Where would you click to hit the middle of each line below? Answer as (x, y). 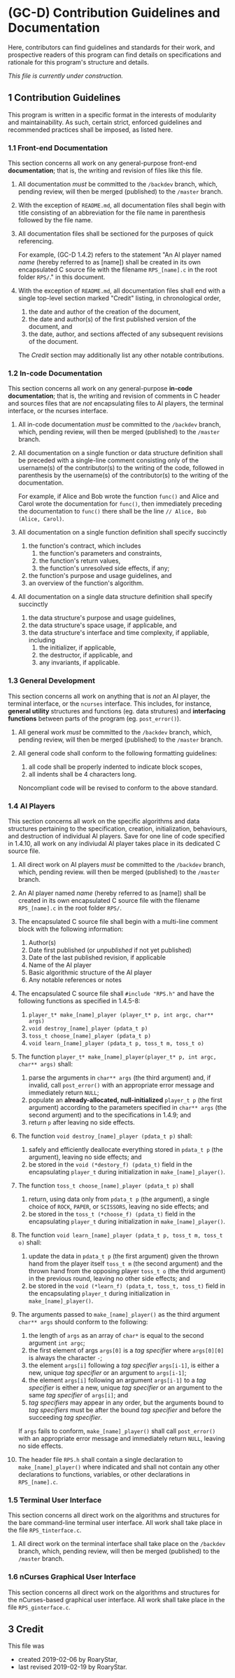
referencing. (36, 241)
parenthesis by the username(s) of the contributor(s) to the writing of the (123, 476)
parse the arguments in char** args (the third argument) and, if (120, 1078)
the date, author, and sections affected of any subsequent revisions (126, 334)
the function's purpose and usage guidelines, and (100, 576)
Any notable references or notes (75, 979)
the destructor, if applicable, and (86, 655)
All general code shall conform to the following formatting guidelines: (117, 753)
